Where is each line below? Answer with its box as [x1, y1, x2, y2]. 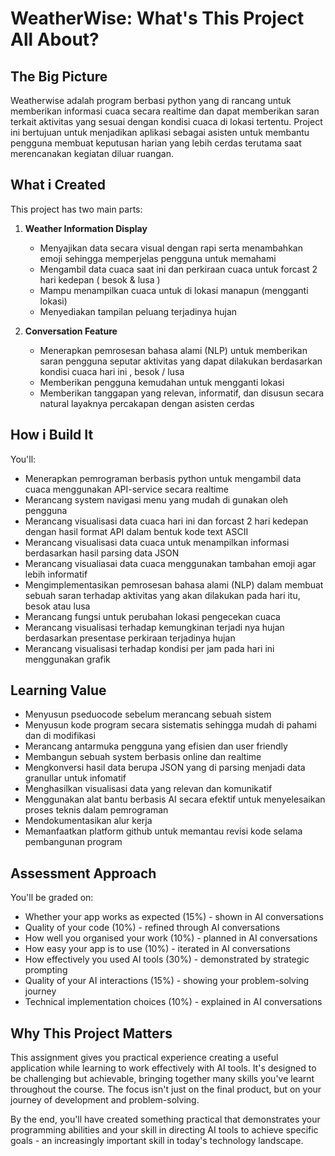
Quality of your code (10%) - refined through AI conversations [24, 922, 281, 934]
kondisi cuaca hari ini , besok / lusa [39, 365, 185, 377]
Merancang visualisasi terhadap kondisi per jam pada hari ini [24, 642, 275, 654]
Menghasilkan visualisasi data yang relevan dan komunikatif [24, 783, 273, 795]
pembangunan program [24, 836, 123, 848]
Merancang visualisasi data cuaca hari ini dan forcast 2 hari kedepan [24, 515, 309, 527]
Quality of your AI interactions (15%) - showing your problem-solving [24, 975, 310, 987]
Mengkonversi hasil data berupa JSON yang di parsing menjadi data [24, 762, 306, 774]
